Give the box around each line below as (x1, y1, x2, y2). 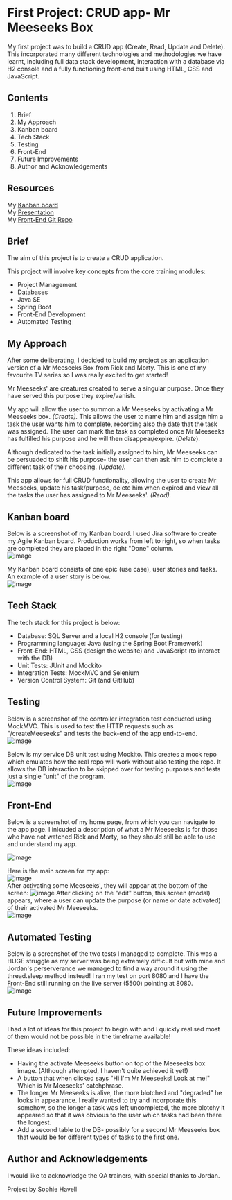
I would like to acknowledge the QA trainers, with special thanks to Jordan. (7, 1171, 220, 1180)
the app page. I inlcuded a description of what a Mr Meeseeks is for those (7, 825, 218, 834)
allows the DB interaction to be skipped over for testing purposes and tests (7, 764, 221, 773)
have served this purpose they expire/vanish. (7, 392, 136, 400)
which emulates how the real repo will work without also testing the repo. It (7, 757, 222, 766)
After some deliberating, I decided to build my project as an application (7, 356, 210, 365)
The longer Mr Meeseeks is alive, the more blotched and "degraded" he (17, 1089, 222, 1097)
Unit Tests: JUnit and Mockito (17, 661, 102, 669)
